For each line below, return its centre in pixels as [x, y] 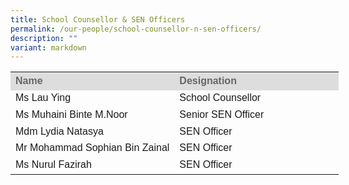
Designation [208, 81]
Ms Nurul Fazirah [53, 165]
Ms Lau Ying [43, 98]
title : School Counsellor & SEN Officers [98, 19]
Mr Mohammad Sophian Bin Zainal [92, 148]
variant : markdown [48, 47]
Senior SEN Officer [222, 114]
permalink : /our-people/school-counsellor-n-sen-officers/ [136, 29]
